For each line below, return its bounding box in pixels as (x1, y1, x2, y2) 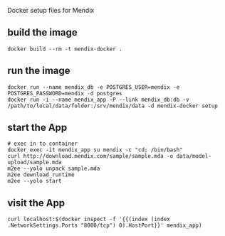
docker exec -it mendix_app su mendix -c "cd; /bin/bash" (7, 146, 183, 154)
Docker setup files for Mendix (7, 6, 95, 14)
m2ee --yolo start (7, 178, 62, 185)
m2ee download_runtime (7, 171, 75, 178)
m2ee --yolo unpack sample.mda (7, 165, 100, 173)
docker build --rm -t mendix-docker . (7, 45, 122, 53)
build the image (7, 26, 78, 38)
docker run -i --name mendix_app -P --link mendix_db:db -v (7, 96, 190, 103)
